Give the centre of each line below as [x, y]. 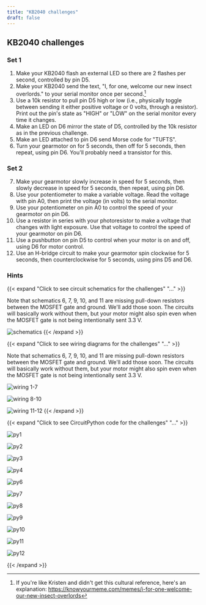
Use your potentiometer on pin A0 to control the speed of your [94, 208]
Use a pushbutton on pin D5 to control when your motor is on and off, [103, 240]
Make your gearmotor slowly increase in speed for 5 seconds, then [100, 182]
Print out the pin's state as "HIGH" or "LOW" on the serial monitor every [106, 113]
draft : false [24, 18]
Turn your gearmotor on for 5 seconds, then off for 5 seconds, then [101, 146]
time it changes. [36, 119]
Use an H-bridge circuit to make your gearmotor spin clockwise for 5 [102, 253]
